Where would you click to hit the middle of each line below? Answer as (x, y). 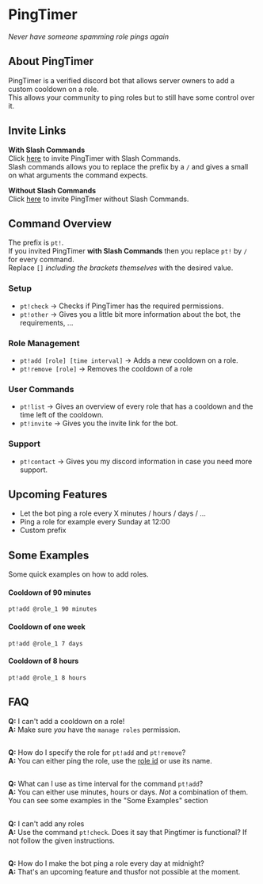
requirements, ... (46, 322)
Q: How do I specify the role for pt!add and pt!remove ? (97, 753)
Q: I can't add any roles (46, 823)
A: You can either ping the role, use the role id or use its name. (110, 761)
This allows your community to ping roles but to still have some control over (131, 97)
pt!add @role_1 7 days (46, 643)
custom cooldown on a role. (53, 89)
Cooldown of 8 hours (44, 661)
